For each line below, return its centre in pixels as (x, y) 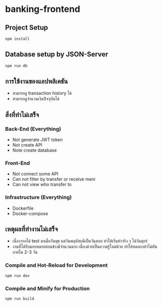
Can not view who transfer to (42, 184)
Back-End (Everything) (33, 129)
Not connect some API (35, 174)
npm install (17, 39)
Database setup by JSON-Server (57, 54)
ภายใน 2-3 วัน (25, 252)
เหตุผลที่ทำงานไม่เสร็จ (31, 229)
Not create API (27, 145)
